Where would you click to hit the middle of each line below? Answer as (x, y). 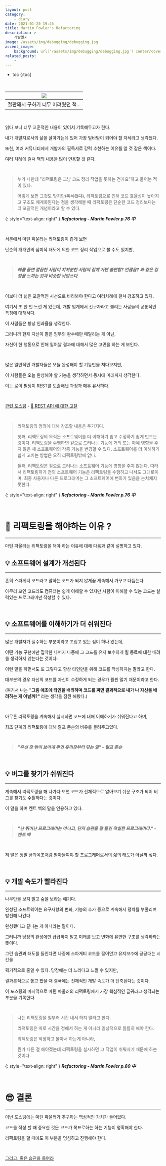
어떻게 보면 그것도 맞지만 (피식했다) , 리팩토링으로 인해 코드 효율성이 (82, 196)
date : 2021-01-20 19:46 (30, 24)
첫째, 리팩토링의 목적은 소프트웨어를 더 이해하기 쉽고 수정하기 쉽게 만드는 (87, 437)
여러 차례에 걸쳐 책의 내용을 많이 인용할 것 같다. (51, 159)
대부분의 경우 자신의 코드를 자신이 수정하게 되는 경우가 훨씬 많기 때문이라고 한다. (82, 679)
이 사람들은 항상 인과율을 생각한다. (38, 324)
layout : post (19, 10)
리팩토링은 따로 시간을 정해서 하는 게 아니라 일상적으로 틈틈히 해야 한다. (86, 1029)
